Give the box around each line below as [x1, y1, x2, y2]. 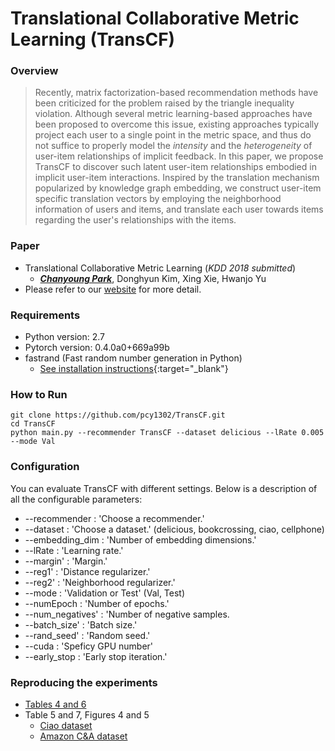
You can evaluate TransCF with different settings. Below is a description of [10, 482, 318, 494]
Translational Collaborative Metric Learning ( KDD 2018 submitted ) [24, 262, 297, 274]
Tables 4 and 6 [24, 698, 87, 710]
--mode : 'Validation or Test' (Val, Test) [24, 587, 186, 599]
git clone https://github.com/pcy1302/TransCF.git [10, 410, 226, 421]
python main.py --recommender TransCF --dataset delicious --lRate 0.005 [10, 428, 325, 438]
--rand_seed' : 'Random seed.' [24, 629, 151, 641]
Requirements [10, 308, 81, 322]
